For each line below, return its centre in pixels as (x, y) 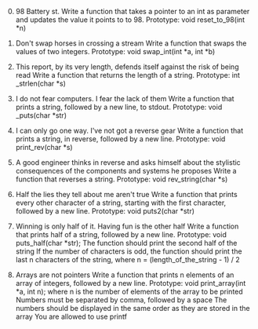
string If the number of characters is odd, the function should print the (129, 251)
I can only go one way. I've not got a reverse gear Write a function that (129, 130)
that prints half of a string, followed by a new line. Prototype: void (121, 234)
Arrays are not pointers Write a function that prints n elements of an (125, 275)
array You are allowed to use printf (71, 316)
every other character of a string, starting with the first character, (121, 203)
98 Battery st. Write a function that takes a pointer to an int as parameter (133, 11)
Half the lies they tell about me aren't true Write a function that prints (126, 194)
